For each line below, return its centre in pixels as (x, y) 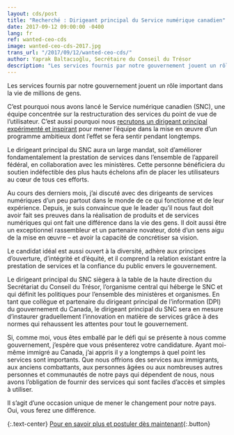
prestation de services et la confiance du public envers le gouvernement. (112, 265)
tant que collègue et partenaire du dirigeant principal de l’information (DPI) (114, 302)
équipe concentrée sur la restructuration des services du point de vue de (112, 114)
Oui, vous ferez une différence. (52, 410)
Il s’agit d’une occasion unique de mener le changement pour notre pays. (112, 403)
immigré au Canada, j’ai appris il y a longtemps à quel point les (116, 352)
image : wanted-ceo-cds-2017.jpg (54, 46)
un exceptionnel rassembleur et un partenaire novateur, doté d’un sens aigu (116, 230)
